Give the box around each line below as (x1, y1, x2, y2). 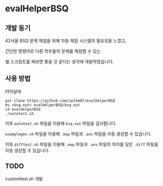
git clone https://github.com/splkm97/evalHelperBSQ (5, 98, 115, 103)
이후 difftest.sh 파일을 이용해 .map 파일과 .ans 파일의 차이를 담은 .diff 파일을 (5, 141, 159, 147)
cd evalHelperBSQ (5, 107, 41, 112)
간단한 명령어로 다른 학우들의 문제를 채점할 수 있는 (5, 48, 101, 54)
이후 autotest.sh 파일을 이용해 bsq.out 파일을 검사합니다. (5, 120, 117, 126)
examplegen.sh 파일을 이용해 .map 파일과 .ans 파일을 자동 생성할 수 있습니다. (5, 131, 152, 137)
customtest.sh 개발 (5, 176, 43, 182)
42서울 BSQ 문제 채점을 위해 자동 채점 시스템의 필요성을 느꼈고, (5, 38, 127, 43)
